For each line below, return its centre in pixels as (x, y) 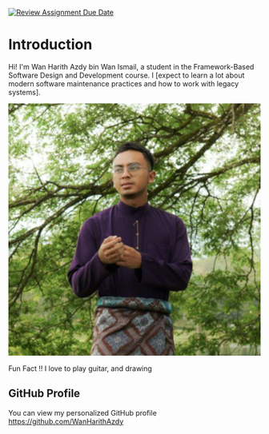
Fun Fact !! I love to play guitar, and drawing (80, 368)
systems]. (25, 92)
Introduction (50, 45)
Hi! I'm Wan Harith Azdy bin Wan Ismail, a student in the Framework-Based (131, 66)
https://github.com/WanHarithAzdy (66, 421)
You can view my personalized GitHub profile (83, 412)
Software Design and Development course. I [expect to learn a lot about (126, 75)
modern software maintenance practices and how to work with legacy (124, 83)
